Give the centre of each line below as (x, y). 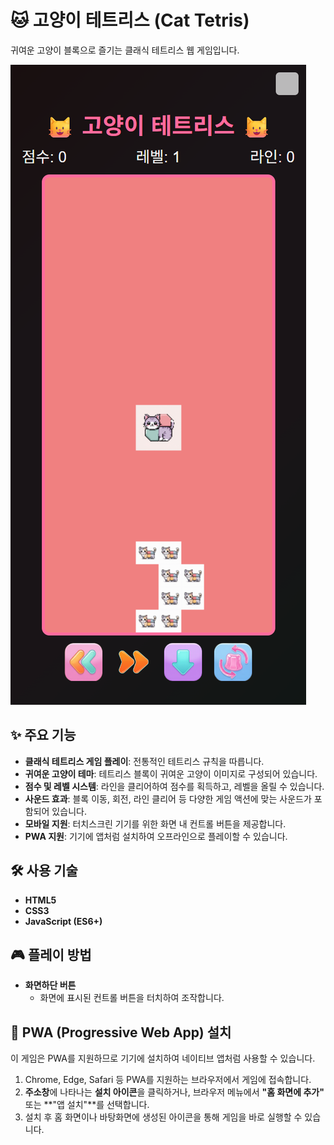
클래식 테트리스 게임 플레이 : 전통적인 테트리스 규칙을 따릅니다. (144, 761)
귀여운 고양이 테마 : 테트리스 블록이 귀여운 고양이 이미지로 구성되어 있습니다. (171, 773)
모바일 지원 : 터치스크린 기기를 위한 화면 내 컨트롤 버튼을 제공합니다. (155, 823)
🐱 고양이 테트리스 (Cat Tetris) (130, 20)
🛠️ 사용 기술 (44, 871)
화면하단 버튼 (50, 985)
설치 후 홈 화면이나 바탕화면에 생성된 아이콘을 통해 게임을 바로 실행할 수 (163, 1117)
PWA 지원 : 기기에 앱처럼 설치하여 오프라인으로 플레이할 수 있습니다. (156, 836)
